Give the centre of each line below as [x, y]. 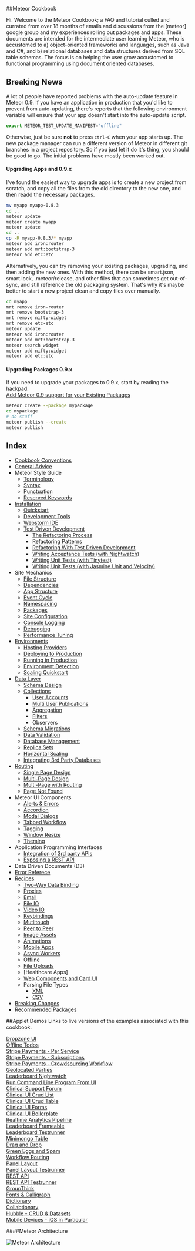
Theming [34, 841]
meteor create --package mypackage [50, 406]
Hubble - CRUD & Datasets [39, 1213]
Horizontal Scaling [46, 753]
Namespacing [40, 603]
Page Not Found [43, 791]
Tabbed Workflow [45, 822]
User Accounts [50, 697]
